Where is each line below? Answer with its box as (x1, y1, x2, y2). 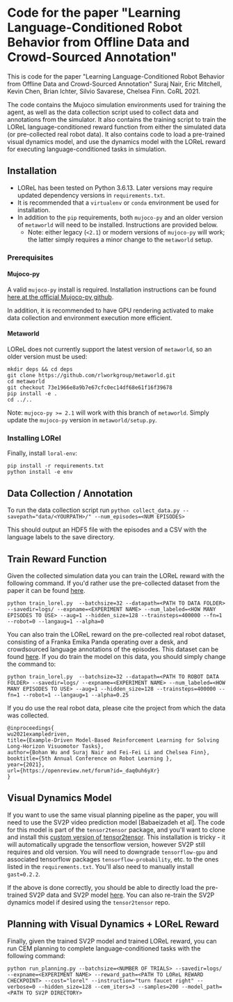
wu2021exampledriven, (7, 731, 70, 738)
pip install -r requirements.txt (7, 463, 104, 470)
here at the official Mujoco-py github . (7, 292, 114, 301)
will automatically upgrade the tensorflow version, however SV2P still (7, 840, 205, 848)
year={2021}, (7, 761, 45, 768)
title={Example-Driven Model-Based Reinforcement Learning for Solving (7, 737, 219, 744)
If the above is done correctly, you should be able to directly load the (7, 883, 204, 891)
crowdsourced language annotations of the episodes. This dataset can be (7, 645, 219, 653)
